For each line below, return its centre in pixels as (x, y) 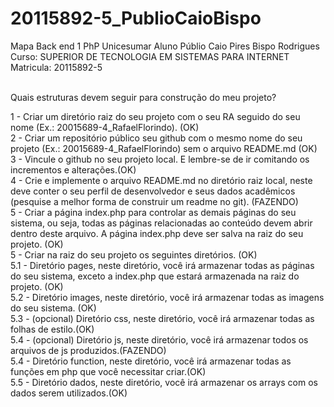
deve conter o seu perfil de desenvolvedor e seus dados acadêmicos (153, 191)
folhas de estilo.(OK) (52, 329)
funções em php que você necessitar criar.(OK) (108, 371)
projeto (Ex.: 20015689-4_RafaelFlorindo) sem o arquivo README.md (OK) (164, 148)
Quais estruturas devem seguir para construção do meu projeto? (143, 97)
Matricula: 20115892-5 (56, 67)
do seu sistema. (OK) (53, 308)
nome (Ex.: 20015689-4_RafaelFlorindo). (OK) (105, 127)
